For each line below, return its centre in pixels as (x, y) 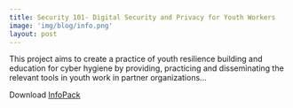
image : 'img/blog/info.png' (61, 26)
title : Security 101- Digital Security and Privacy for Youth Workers (143, 17)
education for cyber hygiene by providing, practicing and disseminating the (146, 68)
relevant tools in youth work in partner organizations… (108, 78)
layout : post (33, 34)
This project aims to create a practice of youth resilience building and (136, 59)
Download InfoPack (45, 95)
